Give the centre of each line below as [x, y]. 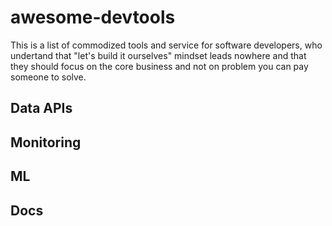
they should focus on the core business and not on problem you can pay [159, 66]
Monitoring [46, 142]
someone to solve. [48, 77]
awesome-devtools [93, 17]
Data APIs [41, 108]
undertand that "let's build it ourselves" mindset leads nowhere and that [158, 55]
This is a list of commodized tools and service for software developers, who [166, 45]
